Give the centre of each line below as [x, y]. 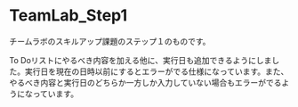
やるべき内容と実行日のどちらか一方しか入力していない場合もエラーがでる [145, 82]
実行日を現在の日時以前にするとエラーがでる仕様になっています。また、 [157, 71]
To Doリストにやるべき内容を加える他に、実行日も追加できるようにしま [141, 60]
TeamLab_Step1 [68, 16]
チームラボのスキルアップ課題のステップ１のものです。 [110, 41]
